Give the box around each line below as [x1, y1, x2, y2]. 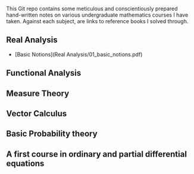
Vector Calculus [6, 108, 67, 119]
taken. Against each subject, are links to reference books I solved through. [6, 18, 189, 24]
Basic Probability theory [6, 129, 98, 139]
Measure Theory [6, 88, 70, 98]
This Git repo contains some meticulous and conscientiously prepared [6, 5, 178, 12]
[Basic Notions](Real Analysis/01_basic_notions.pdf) [14, 51, 143, 58]
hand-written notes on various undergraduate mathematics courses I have [6, 11, 189, 18]
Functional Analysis [6, 68, 82, 78]
